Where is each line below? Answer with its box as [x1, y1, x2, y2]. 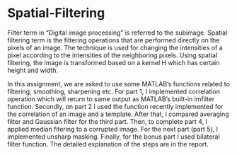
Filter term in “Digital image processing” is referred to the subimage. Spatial [7, 28, 228, 37]
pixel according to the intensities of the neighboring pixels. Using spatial [7, 51, 218, 59]
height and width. [7, 66, 59, 74]
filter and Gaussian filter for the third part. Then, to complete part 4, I [7, 117, 207, 125]
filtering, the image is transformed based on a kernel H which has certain [7, 58, 221, 67]
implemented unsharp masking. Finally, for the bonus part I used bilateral [7, 132, 221, 141]
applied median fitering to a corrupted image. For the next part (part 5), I [7, 125, 218, 133]
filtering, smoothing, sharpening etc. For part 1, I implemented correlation [7, 87, 221, 96]
